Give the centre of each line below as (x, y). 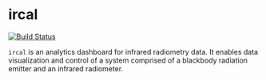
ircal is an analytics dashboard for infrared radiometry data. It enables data (133, 51)
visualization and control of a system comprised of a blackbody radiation (128, 60)
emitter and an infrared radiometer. (66, 68)
